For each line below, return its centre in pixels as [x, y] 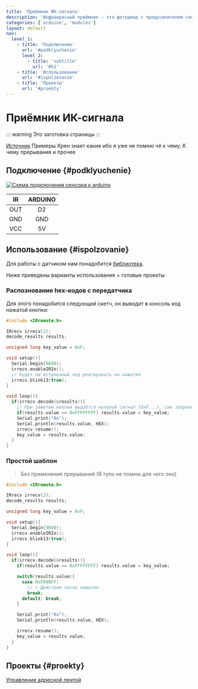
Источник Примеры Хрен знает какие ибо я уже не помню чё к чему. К [96, 145]
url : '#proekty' [42, 89]
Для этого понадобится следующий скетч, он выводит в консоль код [93, 303]
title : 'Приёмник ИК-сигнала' [43, 12]
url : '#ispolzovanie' [48, 77]
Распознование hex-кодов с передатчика [69, 290]
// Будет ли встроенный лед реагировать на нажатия [76, 374]
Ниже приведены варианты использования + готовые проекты [85, 275]
